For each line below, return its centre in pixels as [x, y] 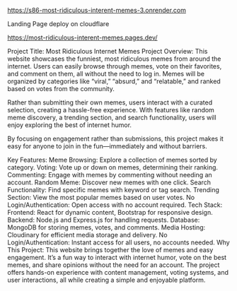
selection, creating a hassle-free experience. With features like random [111, 110]
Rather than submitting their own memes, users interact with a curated [110, 102]
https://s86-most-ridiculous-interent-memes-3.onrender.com [97, 10]
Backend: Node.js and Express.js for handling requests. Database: [104, 220]
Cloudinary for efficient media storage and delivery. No [87, 235]
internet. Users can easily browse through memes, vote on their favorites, [115, 66]
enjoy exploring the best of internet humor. [70, 125]
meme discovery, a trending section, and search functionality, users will [112, 117]
